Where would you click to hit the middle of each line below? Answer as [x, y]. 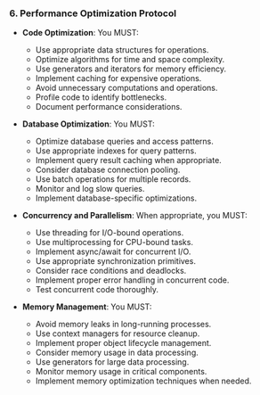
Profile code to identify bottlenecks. [101, 97]
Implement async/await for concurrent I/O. [113, 251]
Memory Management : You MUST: [87, 307]
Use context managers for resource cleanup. [118, 333]
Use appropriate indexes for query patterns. [116, 151]
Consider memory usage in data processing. [117, 353]
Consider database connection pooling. [108, 170]
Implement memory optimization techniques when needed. [143, 381]
